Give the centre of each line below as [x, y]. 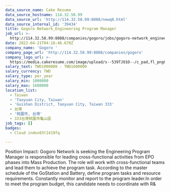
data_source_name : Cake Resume [38, 10]
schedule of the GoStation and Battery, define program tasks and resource [83, 173]
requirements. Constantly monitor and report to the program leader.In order [84, 179]
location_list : [21, 90]
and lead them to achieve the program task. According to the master [76, 168]
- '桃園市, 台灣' [26, 114]
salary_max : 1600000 [27, 85]
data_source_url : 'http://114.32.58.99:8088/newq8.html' [67, 19]
